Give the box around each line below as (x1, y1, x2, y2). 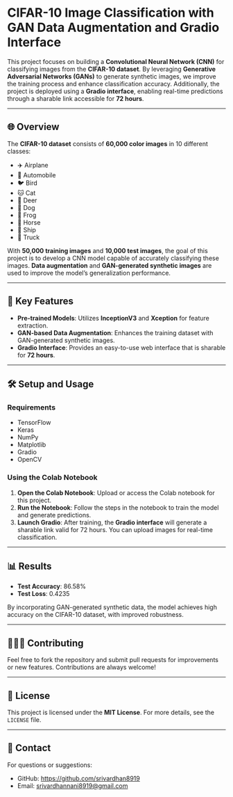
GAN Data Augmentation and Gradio (7, 19, 220, 35)
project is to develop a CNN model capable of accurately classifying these (7, 254, 220, 262)
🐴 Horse (17, 218, 41, 227)
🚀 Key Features (7, 296, 74, 307)
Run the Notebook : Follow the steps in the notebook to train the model (17, 503, 219, 512)
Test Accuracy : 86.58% (17, 582, 87, 590)
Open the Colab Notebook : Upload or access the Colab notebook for (17, 488, 215, 497)
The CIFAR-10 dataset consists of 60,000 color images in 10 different (7, 139, 208, 147)
